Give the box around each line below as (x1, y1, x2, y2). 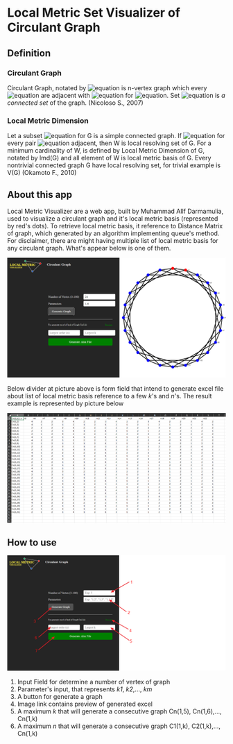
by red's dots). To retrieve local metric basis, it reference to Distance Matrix (7, 221, 223, 230)
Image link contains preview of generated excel (17, 700, 153, 708)
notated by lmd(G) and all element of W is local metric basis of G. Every (7, 154, 212, 162)
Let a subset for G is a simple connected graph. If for (7, 132, 225, 140)
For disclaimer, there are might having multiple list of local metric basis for (7, 236, 218, 244)
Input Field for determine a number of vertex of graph (17, 677, 171, 686)
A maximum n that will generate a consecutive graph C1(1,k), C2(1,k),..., (17, 722, 221, 730)
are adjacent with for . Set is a (40, 91, 225, 99)
